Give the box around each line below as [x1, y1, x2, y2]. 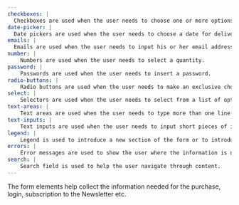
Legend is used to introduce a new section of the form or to [20, 136, 208, 143]
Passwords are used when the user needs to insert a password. [20, 70, 212, 77]
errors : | [7, 143, 37, 150]
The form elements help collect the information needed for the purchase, [7, 182, 221, 191]
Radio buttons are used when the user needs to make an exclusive [20, 83, 221, 90]
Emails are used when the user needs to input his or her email [14, 43, 208, 51]
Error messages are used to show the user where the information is [20, 149, 228, 157]
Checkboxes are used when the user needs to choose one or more [14, 17, 208, 24]
